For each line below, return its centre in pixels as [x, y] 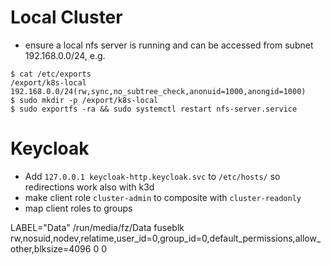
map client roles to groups [78, 208]
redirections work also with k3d [89, 187]
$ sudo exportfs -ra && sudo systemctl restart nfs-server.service [154, 109]
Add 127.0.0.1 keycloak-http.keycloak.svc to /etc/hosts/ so [152, 176]
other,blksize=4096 [51, 248]
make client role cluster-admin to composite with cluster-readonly [163, 197]
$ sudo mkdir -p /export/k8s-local [84, 100]
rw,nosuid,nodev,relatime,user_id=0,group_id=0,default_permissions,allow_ [166, 238]
